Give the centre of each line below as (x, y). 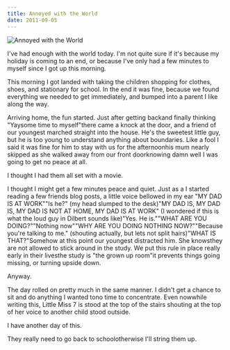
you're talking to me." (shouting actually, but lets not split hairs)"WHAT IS (112, 233)
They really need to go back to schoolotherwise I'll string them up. (102, 339)
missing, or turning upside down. (54, 262)
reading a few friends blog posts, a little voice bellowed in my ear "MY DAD (115, 196)
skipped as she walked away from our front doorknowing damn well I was (113, 154)
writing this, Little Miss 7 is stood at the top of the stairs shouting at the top (114, 304)
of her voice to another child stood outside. (69, 312)
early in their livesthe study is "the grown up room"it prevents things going (114, 255)
